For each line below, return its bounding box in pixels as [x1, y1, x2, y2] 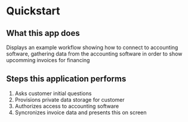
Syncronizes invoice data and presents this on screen [14, 109, 147, 116]
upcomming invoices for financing [6, 57, 90, 63]
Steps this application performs [6, 74, 127, 84]
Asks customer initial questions [14, 90, 92, 97]
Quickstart [6, 4, 61, 18]
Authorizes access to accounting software [14, 102, 119, 109]
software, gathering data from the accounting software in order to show [6, 50, 183, 57]
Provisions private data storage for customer [14, 96, 125, 103]
